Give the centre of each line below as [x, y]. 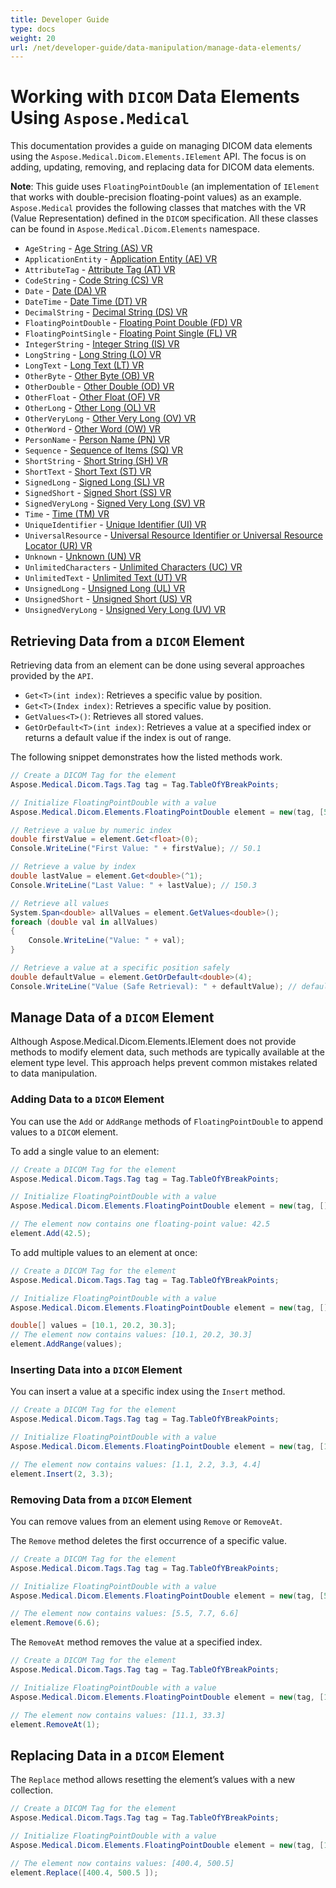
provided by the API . [52, 675]
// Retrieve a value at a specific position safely [120, 968]
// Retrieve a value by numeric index [91, 830]
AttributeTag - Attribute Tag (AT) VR [100, 270]
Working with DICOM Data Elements [155, 97]
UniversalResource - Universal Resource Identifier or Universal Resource [173, 535]
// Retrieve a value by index [73, 867]
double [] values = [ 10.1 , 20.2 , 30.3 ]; [93, 1326]
